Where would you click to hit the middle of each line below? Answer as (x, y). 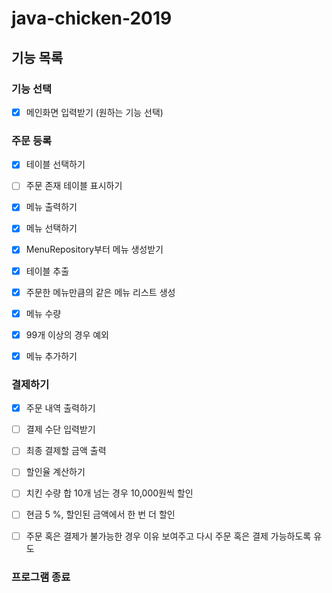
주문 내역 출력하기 (60, 408)
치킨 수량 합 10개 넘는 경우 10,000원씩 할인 (109, 493)
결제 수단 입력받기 (60, 429)
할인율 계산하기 (55, 472)
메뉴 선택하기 (51, 228)
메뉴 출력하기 (51, 207)
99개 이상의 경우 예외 (67, 334)
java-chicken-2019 (92, 18)
